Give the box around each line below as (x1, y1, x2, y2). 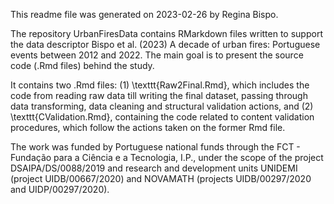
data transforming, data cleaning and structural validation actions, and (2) (10, 100, 314, 112)
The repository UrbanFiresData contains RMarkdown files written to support (10, 28, 323, 39)
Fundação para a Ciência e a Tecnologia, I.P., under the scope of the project (10, 152, 324, 163)
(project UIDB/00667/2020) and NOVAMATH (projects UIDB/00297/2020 (10, 173, 312, 184)
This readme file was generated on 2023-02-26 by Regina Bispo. (10, 9, 279, 20)
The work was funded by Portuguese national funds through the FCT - (10, 141, 301, 153)
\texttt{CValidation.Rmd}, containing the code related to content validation (10, 111, 315, 123)
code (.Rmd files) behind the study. (10, 60, 155, 71)
